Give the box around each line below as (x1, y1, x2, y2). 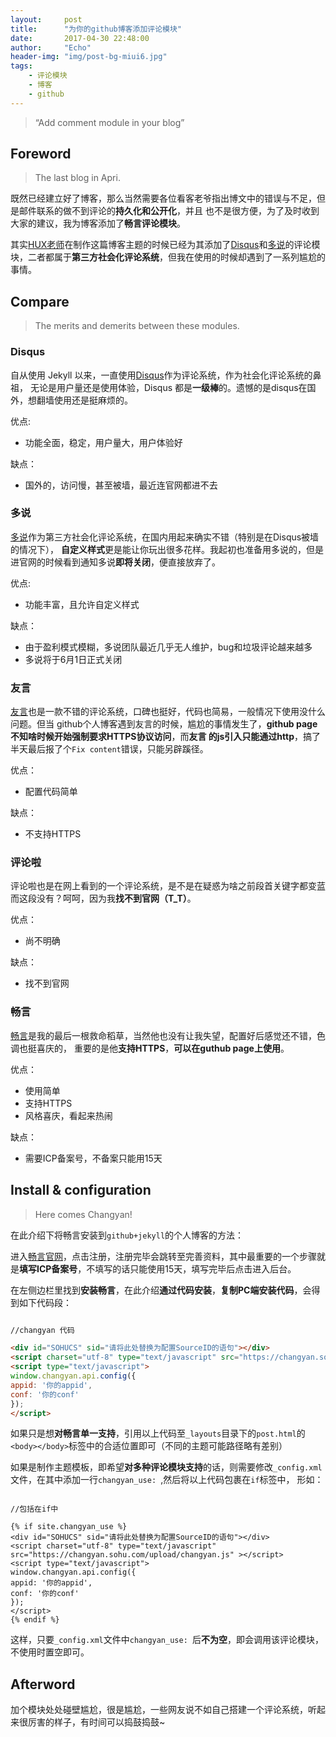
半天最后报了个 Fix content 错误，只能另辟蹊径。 (10, 743, 209, 755)
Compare (10, 293, 70, 310)
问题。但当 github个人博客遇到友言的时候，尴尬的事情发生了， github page (10, 718, 318, 730)
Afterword (10, 1676, 76, 1693)
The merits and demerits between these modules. (34, 320, 240, 332)
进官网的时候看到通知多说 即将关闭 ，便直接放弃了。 (10, 556, 221, 568)
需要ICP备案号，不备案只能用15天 (24, 1152, 163, 1164)
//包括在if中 (10, 1504, 59, 1515)
